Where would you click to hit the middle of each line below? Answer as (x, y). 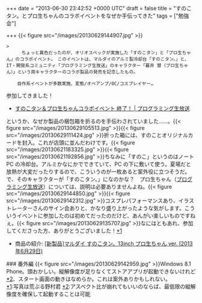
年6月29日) (29, 251)
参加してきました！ (30, 95)
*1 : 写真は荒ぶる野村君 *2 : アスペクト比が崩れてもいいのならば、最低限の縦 (98, 286)
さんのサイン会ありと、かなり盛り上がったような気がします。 (109, 208)
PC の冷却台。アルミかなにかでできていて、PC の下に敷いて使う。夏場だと (99, 164)
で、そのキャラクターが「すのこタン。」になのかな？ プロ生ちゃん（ (92, 179)
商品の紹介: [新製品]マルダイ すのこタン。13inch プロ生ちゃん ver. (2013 (104, 243)
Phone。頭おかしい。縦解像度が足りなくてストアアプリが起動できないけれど (101, 271)
